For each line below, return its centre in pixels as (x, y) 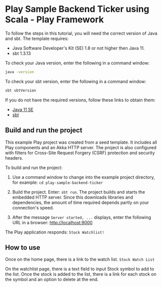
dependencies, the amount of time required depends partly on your (81, 202)
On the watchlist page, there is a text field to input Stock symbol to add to (80, 269)
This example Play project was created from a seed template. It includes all (81, 142)
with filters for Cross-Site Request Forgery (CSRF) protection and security (80, 153)
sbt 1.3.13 (21, 53)
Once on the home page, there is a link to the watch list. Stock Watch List (80, 259)
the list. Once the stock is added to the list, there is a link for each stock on (81, 274)
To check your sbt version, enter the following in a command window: (76, 81)
